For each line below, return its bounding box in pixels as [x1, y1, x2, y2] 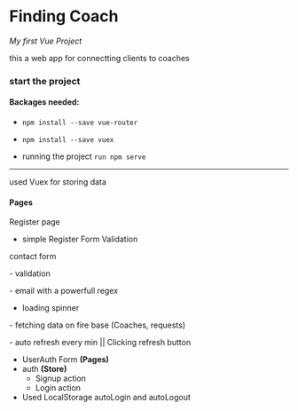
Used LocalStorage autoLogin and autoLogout [21, 392, 191, 403]
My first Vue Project [9, 36, 82, 46]
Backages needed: [9, 97, 80, 107]
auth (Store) [21, 364, 67, 375]
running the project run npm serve [21, 151, 146, 162]
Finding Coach [9, 6, 119, 27]
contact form [9, 251, 57, 262]
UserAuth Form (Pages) [21, 354, 109, 365]
